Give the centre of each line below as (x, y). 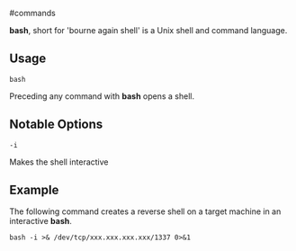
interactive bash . (40, 221)
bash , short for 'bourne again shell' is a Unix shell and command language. (148, 30)
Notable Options (56, 125)
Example (34, 190)
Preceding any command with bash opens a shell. (102, 96)
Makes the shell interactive (59, 162)
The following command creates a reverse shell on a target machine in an (145, 211)
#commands (32, 13)
